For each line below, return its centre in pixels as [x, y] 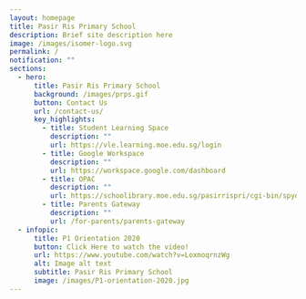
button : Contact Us [70, 103]
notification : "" [42, 60]
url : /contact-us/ [68, 111]
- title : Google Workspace [93, 153]
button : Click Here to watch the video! [111, 247]
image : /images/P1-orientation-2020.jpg [111, 281]
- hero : [32, 77]
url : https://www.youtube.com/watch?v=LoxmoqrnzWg [132, 255]
